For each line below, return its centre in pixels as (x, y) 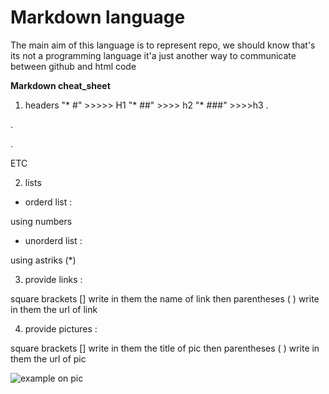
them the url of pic (48, 358)
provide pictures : (61, 328)
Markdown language (98, 17)
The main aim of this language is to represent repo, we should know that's (163, 45)
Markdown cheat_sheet (60, 85)
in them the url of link (54, 309)
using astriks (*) (43, 260)
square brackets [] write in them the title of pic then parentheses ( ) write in (165, 348)
